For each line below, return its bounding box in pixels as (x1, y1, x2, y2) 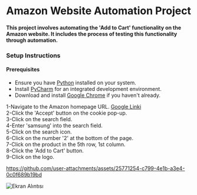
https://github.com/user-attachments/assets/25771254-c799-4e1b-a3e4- (6, 164, 185, 172)
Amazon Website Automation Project (6, 4, 192, 18)
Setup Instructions (6, 51, 61, 60)
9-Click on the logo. (6, 153, 55, 160)
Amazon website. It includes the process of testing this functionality (6, 30, 178, 37)
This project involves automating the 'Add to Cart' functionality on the (6, 24, 182, 31)
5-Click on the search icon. (6, 128, 72, 135)
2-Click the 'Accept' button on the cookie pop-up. (6, 109, 127, 116)
